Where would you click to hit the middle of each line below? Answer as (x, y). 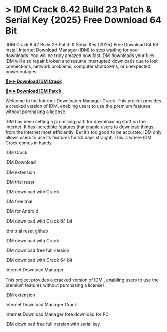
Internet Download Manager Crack (41, 304)
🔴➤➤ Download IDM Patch (33, 91)
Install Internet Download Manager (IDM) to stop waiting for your (72, 50)
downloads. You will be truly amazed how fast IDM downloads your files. (81, 55)
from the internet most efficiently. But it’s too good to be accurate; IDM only (84, 132)
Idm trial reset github (27, 231)
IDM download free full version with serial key (53, 324)
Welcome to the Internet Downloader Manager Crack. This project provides (83, 101)
